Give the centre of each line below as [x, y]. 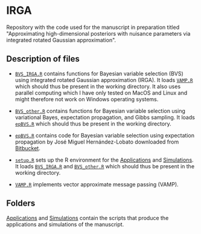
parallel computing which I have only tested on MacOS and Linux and [101, 93]
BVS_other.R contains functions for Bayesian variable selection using [100, 111]
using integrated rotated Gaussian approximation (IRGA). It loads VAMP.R [104, 80]
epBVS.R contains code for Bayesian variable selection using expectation [105, 135]
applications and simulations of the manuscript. [65, 224]
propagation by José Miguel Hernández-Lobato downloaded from [97, 142]
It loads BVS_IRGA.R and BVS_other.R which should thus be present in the [105, 166]
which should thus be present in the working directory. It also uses [98, 86]
